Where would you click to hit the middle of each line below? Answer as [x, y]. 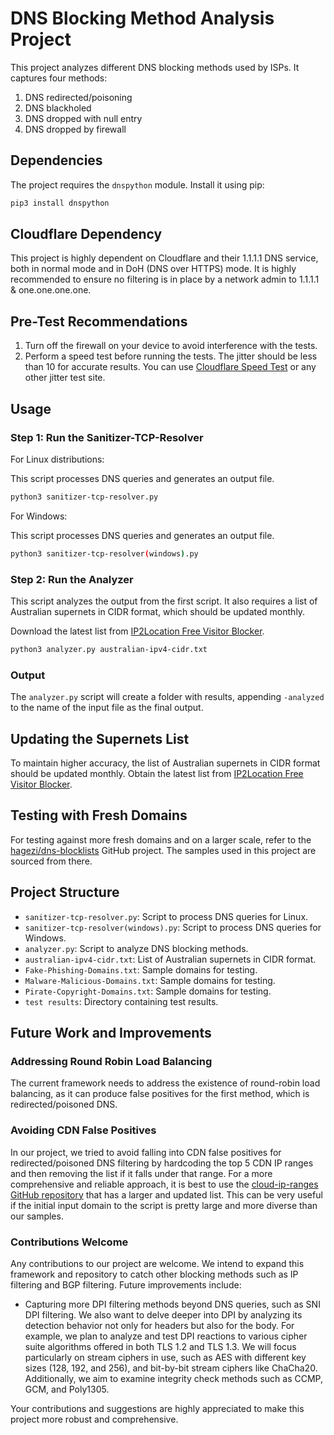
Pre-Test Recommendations [99, 321]
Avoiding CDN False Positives [83, 1130]
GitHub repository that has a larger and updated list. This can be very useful [166, 1194]
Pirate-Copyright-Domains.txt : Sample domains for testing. [148, 991]
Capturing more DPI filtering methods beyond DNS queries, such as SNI [172, 1304]
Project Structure [65, 892]
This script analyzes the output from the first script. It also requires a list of [164, 601]
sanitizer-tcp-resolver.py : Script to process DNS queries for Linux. [166, 916]
